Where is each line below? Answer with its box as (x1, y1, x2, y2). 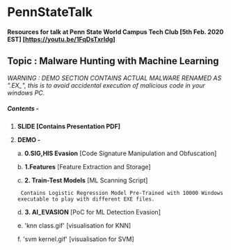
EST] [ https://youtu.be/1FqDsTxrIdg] (7, 35, 116, 43)
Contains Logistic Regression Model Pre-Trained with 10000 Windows (20, 189, 224, 196)
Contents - (7, 104, 40, 113)
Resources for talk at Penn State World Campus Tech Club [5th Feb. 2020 (7, 27, 224, 36)
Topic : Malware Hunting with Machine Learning (7, 55, 219, 67)
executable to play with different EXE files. (17, 196, 155, 203)
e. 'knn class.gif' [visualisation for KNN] (17, 221, 132, 230)
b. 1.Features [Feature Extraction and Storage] (17, 162, 151, 171)
